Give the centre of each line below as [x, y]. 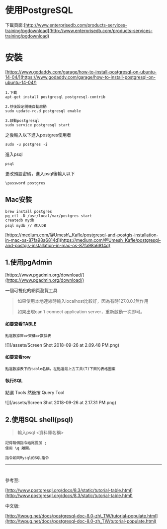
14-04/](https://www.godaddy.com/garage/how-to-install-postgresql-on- [81, 77]
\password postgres [25, 183]
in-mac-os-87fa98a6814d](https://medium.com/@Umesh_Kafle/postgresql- [83, 240]
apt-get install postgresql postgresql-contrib [55, 97]
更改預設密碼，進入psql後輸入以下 [40, 173]
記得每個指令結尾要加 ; [26, 443]
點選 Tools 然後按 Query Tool [35, 393]
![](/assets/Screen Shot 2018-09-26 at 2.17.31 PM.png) [61, 403]
